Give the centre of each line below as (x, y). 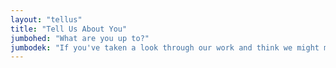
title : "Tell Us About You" (69, 29)
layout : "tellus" (46, 19)
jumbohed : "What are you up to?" (80, 38)
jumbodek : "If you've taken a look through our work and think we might (165, 47)
